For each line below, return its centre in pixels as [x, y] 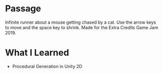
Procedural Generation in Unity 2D [47, 66]
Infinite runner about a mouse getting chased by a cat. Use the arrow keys [81, 22]
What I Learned [37, 53]
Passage [23, 9]
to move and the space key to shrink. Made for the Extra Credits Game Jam [82, 27]
